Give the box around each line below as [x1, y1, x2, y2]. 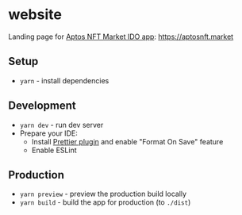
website [8, 6, 62, 24]
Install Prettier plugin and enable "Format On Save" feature [31, 136, 224, 146]
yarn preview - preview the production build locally [19, 189, 187, 199]
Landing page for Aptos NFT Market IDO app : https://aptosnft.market [8, 32, 234, 41]
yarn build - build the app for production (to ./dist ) [19, 198, 191, 207]
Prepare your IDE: [19, 129, 78, 138]
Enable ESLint [31, 145, 77, 155]
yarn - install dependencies [19, 75, 109, 85]
